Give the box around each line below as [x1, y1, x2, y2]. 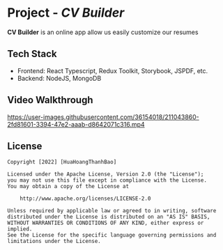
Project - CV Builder [7, 5, 125, 21]
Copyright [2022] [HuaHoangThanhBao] [7, 159, 117, 166]
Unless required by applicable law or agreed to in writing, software [7, 208, 217, 214]
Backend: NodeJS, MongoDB [17, 74, 102, 82]
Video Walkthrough [7, 94, 93, 106]
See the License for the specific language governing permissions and [7, 232, 217, 239]
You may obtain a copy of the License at [7, 183, 130, 190]
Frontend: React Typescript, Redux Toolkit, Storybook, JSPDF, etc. [17, 66, 208, 75]
